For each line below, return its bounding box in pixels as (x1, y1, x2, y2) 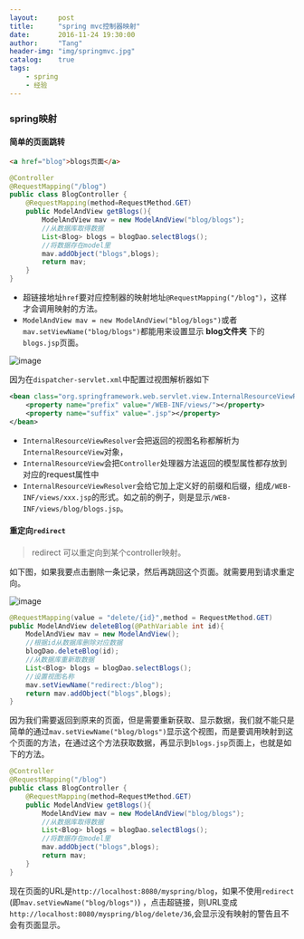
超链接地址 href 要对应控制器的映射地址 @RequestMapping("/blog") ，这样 (22, 292, 288, 302)
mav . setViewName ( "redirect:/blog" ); (25, 680, 165, 689)
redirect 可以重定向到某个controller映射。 (31, 547, 186, 558)
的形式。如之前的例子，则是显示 (91, 491, 211, 503)
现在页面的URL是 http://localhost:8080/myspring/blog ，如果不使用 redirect (9, 885, 295, 896)
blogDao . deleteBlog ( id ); (25, 647, 119, 656)
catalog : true (9, 55, 75, 64)
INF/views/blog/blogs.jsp (22, 504, 120, 513)
